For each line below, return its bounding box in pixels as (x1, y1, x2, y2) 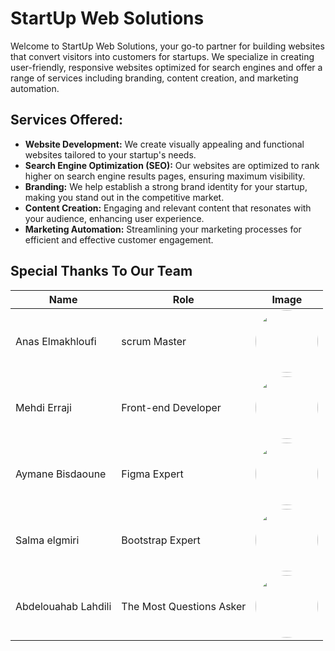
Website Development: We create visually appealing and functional (24, 138, 305, 150)
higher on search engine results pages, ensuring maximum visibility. (24, 170, 306, 182)
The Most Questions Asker (121, 599, 247, 613)
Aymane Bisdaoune (15, 467, 107, 481)
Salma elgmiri (15, 533, 80, 547)
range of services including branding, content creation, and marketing (10, 72, 299, 84)
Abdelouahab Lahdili (15, 599, 112, 613)
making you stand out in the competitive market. (24, 191, 225, 203)
